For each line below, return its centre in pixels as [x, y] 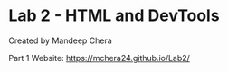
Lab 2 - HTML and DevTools [114, 16]
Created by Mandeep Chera [60, 40]
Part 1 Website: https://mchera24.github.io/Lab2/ [100, 58]
